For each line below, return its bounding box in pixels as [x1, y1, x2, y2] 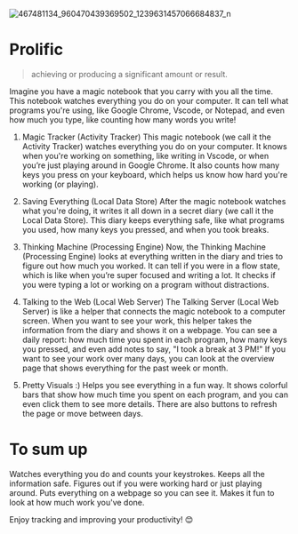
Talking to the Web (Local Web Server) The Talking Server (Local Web [21, 296, 279, 307]
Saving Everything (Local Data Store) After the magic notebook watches [21, 195, 286, 206]
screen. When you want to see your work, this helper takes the [21, 315, 252, 326]
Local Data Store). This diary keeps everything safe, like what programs [21, 214, 285, 226]
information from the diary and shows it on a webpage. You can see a [21, 324, 278, 335]
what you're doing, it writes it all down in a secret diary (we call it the [21, 205, 274, 216]
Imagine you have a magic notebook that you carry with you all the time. [9, 85, 274, 97]
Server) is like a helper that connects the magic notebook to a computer [21, 306, 286, 316]
